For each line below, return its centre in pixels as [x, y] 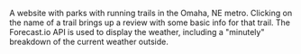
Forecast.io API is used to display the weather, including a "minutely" [137, 32]
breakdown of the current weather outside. [89, 41]
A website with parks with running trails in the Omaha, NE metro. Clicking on [151, 13]
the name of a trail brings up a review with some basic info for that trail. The [150, 22]
